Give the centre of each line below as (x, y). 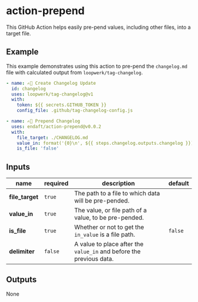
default (179, 184)
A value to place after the (109, 244)
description (119, 184)
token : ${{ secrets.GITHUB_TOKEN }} (62, 105)
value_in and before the (107, 251)
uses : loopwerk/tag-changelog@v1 (52, 94)
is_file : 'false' (38, 148)
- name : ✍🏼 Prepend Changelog (43, 121)
